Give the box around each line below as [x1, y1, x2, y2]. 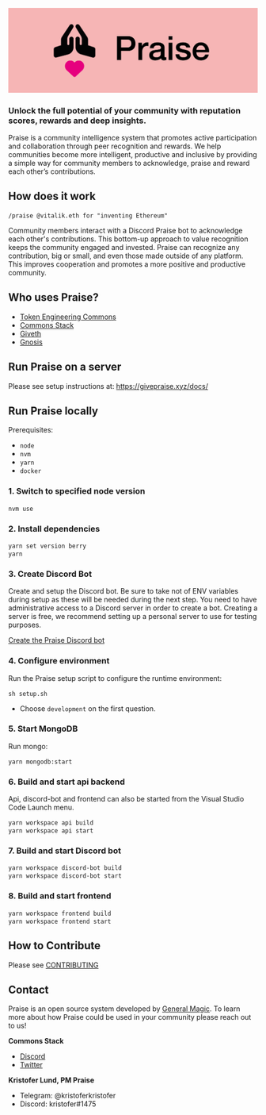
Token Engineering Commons [19, 312, 116, 321]
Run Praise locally [8, 404, 99, 417]
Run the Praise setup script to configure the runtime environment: [8, 673, 222, 682]
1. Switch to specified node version [8, 486, 146, 497]
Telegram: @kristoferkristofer [19, 1091, 116, 1101]
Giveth [19, 329, 42, 338]
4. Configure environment [8, 656, 110, 667]
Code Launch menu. [8, 802, 74, 813]
